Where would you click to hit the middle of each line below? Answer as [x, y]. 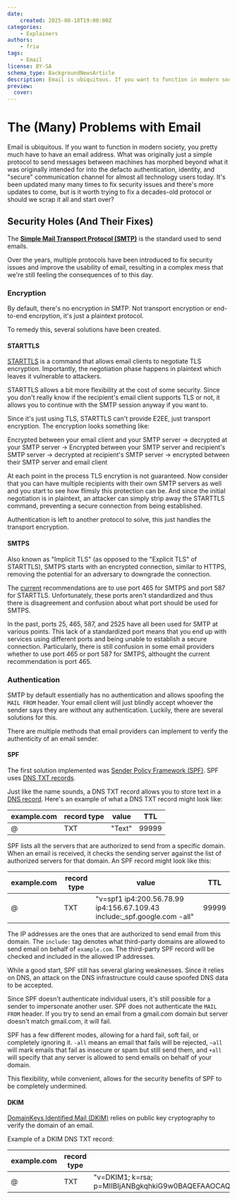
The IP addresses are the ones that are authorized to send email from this [114, 934]
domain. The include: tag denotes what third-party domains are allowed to [116, 942]
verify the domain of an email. [50, 1125]
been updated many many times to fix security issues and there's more [110, 185]
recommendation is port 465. [49, 661]
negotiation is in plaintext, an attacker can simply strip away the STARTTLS [116, 499]
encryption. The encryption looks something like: [79, 426]
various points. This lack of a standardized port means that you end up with [117, 631]
